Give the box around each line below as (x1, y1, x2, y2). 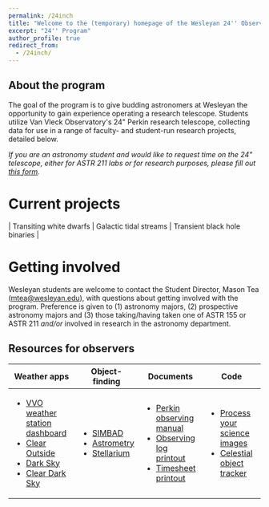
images (219, 437, 248, 448)
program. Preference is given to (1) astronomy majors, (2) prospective (8, 302, 239, 311)
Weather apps (14, 371, 70, 382)
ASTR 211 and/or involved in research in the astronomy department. (8, 318, 231, 328)
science (219, 427, 250, 438)
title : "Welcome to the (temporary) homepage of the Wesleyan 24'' (8, 19, 239, 27)
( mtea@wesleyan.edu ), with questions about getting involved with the (8, 293, 239, 302)
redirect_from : (8, 42, 59, 50)
